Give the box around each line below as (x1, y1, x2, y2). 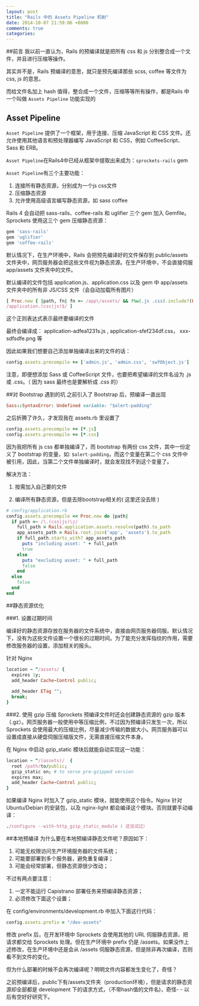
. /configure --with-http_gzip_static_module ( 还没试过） (6, 823, 148, 830)
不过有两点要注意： (6, 875, 53, 882)
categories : (6, 31, 36, 37)
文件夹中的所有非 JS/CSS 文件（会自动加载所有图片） (6, 286, 137, 293)
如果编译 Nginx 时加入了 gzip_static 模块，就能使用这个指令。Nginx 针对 (6, 796, 182, 804)
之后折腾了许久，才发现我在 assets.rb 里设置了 (6, 414, 120, 421)
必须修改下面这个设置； (14, 895, 72, 902)
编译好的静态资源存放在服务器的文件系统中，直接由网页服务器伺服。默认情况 (6, 627, 193, 634)
